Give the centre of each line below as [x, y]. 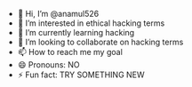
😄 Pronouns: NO [48, 65]
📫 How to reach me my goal [70, 52]
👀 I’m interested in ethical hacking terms [91, 23]
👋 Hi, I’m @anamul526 [58, 14]
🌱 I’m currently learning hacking [76, 32]
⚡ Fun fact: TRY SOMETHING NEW [81, 75]
